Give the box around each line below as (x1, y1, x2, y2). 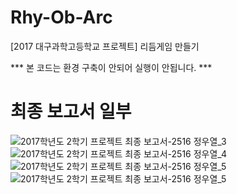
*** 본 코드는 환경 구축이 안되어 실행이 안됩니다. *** (10, 61, 213, 73)
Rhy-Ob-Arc (10, 6, 113, 29)
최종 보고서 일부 (10, 101, 132, 123)
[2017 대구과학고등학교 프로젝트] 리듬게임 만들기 (10, 40, 200, 52)
